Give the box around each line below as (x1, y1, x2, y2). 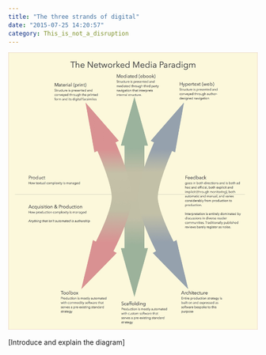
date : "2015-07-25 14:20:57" (8, 21, 104, 29)
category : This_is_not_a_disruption (8, 29, 129, 37)
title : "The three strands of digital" (8, 13, 140, 21)
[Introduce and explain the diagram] (8, 337, 125, 347)
